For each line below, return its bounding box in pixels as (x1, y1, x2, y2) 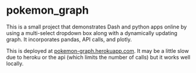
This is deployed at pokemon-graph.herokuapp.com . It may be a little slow (6, 47, 189, 54)
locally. (6, 60, 24, 67)
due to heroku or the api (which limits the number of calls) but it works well (6, 53, 191, 61)
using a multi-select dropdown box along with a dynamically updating (6, 29, 177, 36)
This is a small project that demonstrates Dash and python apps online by (6, 23, 187, 30)
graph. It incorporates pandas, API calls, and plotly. (6, 36, 132, 43)
